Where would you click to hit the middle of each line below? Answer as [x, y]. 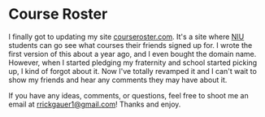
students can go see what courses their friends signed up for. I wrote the [130, 45]
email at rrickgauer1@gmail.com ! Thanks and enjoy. [95, 104]
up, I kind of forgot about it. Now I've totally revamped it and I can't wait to [133, 71]
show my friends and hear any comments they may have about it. [118, 80]
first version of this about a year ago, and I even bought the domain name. [132, 54]
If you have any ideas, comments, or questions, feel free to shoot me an [129, 95]
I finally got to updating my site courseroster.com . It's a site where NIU [126, 37]
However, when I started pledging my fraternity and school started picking [133, 63]
